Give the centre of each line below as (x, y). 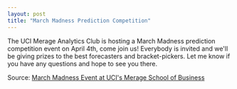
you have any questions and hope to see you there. (83, 63)
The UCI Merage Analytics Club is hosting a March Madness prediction (111, 41)
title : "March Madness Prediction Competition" (79, 21)
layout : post (27, 14)
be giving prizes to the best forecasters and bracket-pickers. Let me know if (119, 56)
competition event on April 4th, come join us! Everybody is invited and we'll (118, 48)
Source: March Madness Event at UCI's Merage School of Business (106, 77)
